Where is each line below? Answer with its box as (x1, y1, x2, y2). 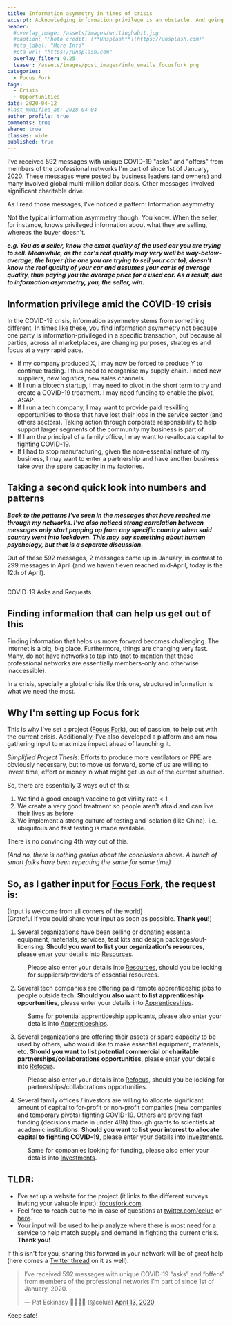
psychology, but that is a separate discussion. (7, 540, 144, 549)
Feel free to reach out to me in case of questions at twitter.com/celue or (17, 1207, 222, 1215)
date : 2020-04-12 (7, 100, 57, 107)
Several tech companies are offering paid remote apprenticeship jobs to (17, 984, 222, 993)
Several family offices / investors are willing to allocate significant (17, 1096, 204, 1104)
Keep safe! (7, 1312, 38, 1319)
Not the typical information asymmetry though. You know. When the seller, (7, 213, 219, 222)
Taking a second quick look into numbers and (7, 482, 206, 494)
